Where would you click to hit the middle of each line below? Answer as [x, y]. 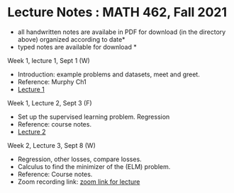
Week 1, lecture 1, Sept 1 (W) [49, 60]
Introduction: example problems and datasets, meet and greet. [108, 74]
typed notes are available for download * [77, 47]
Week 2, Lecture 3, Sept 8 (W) [51, 145]
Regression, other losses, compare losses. [79, 159]
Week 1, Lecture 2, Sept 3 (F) [50, 103]
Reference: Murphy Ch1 [52, 81]
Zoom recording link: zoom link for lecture [79, 182]
